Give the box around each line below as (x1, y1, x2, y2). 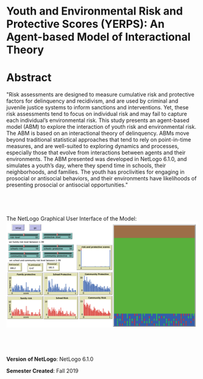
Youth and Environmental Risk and (6, 4, 184, 18)
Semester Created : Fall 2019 (6, 367, 79, 375)
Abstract (6, 71, 52, 84)
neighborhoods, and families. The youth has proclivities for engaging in (6, 168, 185, 176)
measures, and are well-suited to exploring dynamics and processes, (6, 143, 179, 150)
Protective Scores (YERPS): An (6, 17, 165, 31)
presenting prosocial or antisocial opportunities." (6, 181, 128, 189)
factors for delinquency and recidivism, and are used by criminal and (6, 97, 179, 104)
